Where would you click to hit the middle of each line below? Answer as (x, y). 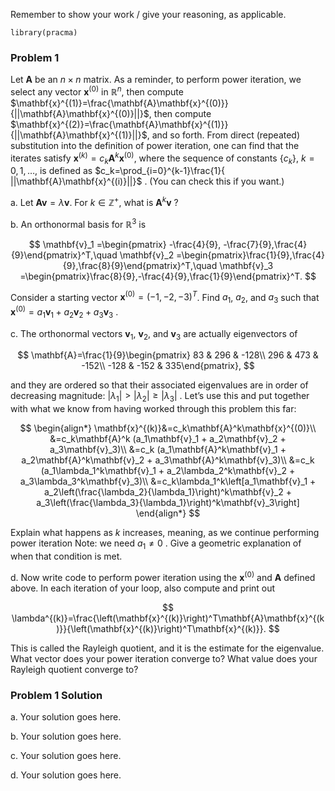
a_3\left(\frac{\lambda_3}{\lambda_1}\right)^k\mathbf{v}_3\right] (168, 503)
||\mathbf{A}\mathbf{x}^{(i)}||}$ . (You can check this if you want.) (147, 181)
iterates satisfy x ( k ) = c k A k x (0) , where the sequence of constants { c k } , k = (162, 158)
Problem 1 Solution (56, 695)
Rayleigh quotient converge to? (74, 669)
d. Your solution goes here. (66, 775)
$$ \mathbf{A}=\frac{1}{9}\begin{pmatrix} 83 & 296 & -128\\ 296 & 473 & (168, 355)
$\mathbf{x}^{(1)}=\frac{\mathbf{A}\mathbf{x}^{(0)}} (119, 103)
